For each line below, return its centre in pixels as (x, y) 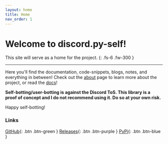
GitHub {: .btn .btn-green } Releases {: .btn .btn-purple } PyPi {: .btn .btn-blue (83, 131)
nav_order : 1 (19, 19)
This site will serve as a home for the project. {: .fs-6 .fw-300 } (69, 57)
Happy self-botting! (25, 107)
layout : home (19, 10)
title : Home (17, 14)
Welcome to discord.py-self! (66, 44)
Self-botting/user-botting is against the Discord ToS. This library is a (78, 92)
